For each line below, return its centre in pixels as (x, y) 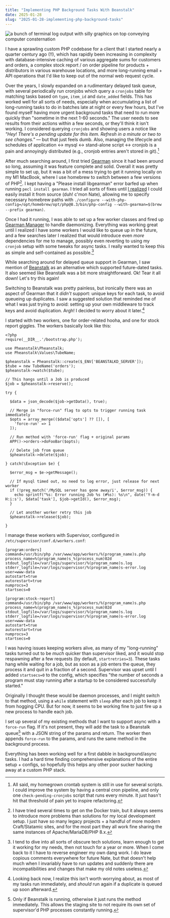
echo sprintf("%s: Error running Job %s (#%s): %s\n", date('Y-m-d (87, 495)
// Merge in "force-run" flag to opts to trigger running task (78, 411)
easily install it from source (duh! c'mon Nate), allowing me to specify (77, 194)
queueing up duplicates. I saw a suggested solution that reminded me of (80, 299)
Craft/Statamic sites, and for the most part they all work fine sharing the (87, 826)
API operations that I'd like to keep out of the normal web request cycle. (80, 76)
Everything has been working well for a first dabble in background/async (81, 754)
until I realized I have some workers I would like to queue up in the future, (81, 230)
